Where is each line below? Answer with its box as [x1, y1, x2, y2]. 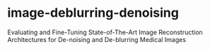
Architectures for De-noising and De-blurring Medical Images [7, 35, 186, 43]
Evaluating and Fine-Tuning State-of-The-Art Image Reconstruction [7, 28, 203, 36]
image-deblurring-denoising [7, 5, 179, 21]
